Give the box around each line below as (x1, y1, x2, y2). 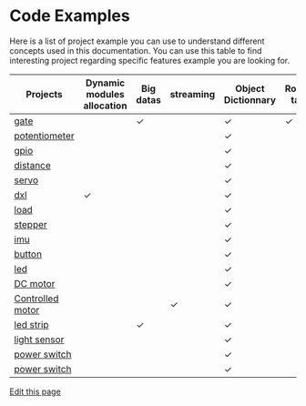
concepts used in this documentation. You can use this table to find (9, 45, 262, 56)
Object (235, 82, 266, 95)
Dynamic (85, 76, 126, 89)
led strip (14, 318, 49, 330)
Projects (25, 87, 64, 100)
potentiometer (14, 129, 75, 142)
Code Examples (9, 5, 130, 26)
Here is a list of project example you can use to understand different (9, 36, 265, 46)
